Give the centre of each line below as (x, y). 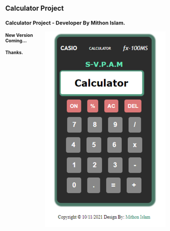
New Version (19, 35)
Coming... (16, 40)
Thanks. (14, 52)
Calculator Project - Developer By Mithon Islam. (65, 23)
